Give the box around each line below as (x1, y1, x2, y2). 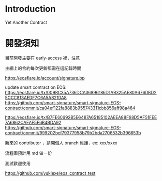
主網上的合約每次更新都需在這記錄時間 (5, 65, 81, 71)
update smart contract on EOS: (5, 84, 67, 90)
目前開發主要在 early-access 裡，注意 (5, 55, 80, 61)
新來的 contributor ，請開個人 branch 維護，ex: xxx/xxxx (5, 140, 118, 146)
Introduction (5, 3, 56, 15)
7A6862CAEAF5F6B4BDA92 (5, 119, 61, 125)
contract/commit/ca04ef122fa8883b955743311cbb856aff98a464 (5, 105, 135, 111)
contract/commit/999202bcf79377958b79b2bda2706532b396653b (5, 130, 141, 135)
